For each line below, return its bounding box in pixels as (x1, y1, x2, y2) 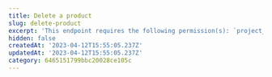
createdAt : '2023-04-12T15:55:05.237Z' (8, 42, 143, 50)
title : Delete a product (8, 11, 92, 20)
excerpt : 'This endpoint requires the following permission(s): (8, 26, 230, 34)
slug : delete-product (8, 19, 82, 27)
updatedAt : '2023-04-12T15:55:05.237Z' (8, 49, 143, 57)
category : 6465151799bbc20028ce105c (8, 57, 132, 65)
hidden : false (8, 34, 57, 43)
